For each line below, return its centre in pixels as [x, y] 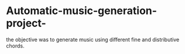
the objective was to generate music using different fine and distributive [93, 39]
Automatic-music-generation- [81, 11]
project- [26, 23]
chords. [15, 46]
